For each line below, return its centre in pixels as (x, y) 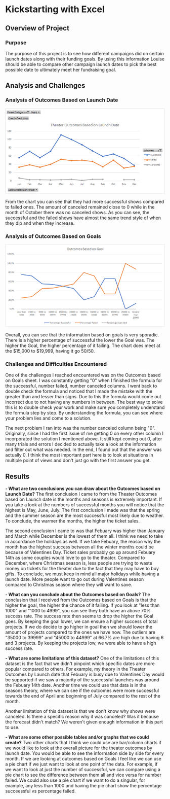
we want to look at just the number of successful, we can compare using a (83, 770)
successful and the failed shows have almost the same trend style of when (83, 218)
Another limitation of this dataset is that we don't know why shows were (80, 711)
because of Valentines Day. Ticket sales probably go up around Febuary (80, 552)
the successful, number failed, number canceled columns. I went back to (81, 386)
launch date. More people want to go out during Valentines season (75, 579)
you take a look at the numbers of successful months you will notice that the (85, 505)
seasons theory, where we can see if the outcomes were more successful (82, 690)
